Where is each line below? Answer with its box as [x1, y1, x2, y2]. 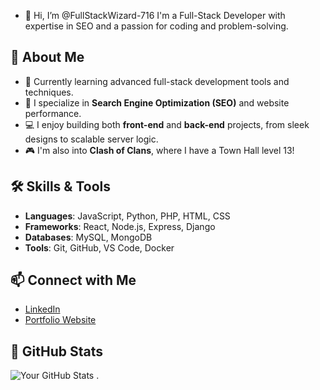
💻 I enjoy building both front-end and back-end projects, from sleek [24, 118, 310, 130]
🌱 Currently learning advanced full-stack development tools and [24, 75, 290, 87]
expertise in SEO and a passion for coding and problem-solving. [24, 20, 289, 32]
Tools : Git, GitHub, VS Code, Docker [24, 241, 175, 254]
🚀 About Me [10, 49, 85, 66]
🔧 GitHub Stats [10, 343, 103, 360]
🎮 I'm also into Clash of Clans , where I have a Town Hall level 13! [24, 144, 295, 156]
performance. [24, 107, 82, 119]
